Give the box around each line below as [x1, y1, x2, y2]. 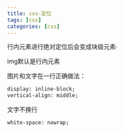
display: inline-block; [7, 85, 76, 93]
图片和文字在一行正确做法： [7, 72, 86, 80]
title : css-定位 [7, 10, 52, 17]
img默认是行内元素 [7, 57, 61, 65]
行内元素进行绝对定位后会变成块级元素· [7, 43, 118, 51]
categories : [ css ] [7, 23, 60, 30]
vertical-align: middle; [7, 92, 79, 99]
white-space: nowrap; [7, 119, 70, 126]
